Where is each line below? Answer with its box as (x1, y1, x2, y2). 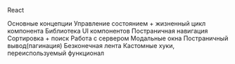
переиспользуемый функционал (7, 49, 104, 57)
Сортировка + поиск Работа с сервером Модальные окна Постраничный (7, 34, 229, 42)
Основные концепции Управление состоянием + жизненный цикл (7, 19, 206, 27)
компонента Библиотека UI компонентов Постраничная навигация (7, 27, 208, 35)
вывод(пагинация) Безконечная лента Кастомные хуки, (7, 42, 174, 49)
